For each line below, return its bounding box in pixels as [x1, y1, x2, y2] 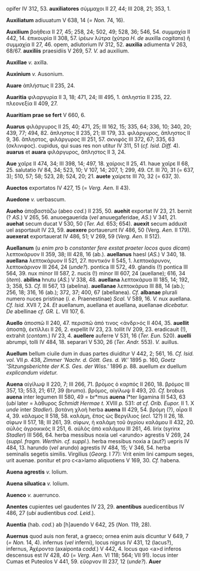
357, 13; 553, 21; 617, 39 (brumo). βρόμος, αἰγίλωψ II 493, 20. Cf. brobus [6, 387, 184, 394]
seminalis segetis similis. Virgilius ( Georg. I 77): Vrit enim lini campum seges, [6, 450, 194, 458]
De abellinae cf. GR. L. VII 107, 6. [6, 308, 85, 315]
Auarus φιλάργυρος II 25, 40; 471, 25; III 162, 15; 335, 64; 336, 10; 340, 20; [6, 123, 192, 130]
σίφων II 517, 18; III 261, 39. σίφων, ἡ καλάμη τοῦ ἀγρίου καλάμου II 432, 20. [6, 419, 195, 426]
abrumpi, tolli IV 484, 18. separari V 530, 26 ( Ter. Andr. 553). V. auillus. [6, 339, 179, 345]
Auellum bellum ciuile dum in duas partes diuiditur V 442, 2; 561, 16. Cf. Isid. [6, 350, 194, 357]
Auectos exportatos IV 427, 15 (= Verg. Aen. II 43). [6, 185, 130, 191]
